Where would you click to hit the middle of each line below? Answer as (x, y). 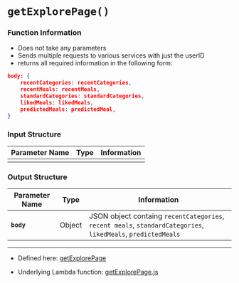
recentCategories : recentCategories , (76, 83)
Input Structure (34, 134)
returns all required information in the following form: (95, 63)
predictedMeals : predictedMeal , (68, 109)
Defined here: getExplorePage (62, 258)
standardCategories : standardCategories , (82, 96)
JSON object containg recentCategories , (156, 216)
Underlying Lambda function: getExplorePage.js (88, 272)
